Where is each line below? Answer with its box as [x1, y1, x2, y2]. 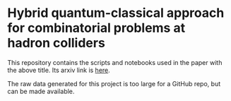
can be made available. [7, 87, 75, 95]
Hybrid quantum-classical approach [7, 5, 225, 21]
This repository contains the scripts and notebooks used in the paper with [7, 58, 223, 66]
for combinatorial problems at [7, 20, 186, 36]
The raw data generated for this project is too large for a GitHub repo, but [7, 79, 221, 88]
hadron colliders [7, 35, 106, 51]
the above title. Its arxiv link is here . [7, 66, 111, 74]
